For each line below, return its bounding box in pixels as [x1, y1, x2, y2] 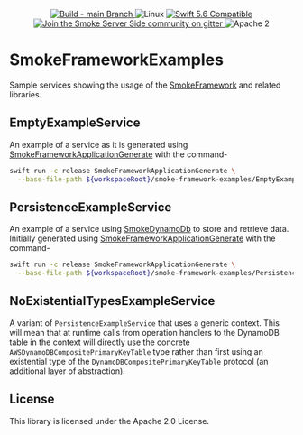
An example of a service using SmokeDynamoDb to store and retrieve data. [9, 224, 289, 235]
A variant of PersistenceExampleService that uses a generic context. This [9, 317, 280, 329]
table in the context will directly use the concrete [9, 337, 191, 347]
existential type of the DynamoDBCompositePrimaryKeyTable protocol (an [9, 356, 269, 366]
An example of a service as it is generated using [9, 139, 188, 150]
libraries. [9, 88, 42, 99]
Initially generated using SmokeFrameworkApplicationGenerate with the [9, 233, 276, 244]
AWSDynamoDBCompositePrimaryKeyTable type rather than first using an [9, 346, 263, 356]
